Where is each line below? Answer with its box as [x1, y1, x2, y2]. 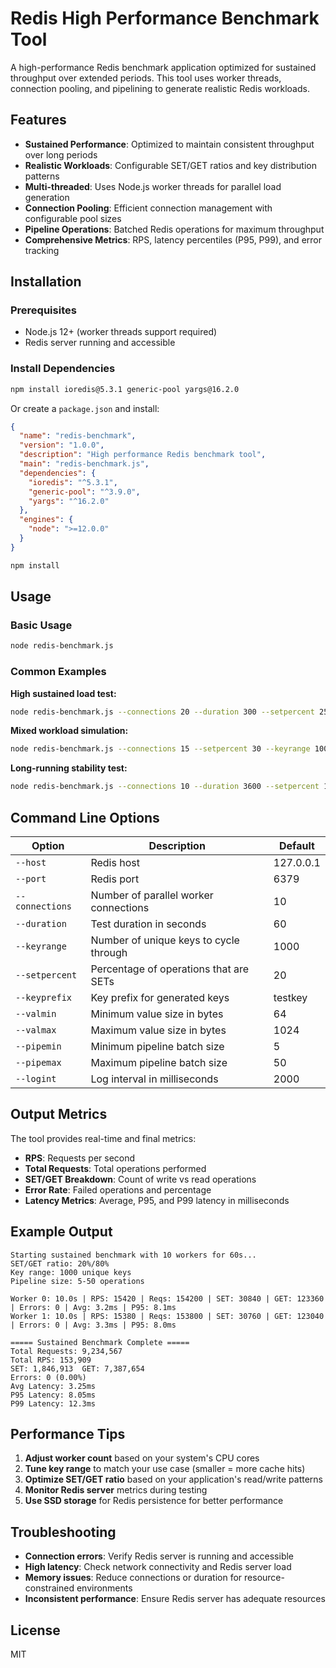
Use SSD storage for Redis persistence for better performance [24, 1495, 284, 1507]
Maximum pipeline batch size [90, 1056, 228, 1070]
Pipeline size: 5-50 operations [10, 1276, 145, 1286]
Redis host [90, 856, 140, 870]
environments [76, 1582, 133, 1594]
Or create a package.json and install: [10, 402, 160, 414]
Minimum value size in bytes [90, 1007, 224, 1021]
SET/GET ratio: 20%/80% [10, 1258, 110, 1269]
